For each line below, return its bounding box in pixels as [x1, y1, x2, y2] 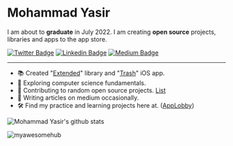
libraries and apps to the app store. [7, 35, 107, 43]
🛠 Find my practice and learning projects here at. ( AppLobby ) [17, 101, 195, 109]
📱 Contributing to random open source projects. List [17, 86, 166, 94]
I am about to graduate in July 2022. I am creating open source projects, [7, 28, 216, 36]
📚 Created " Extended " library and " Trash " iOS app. [17, 69, 165, 77]
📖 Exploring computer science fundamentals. [17, 78, 146, 87]
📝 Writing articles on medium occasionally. [17, 93, 139, 102]
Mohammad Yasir [7, 5, 111, 21]
